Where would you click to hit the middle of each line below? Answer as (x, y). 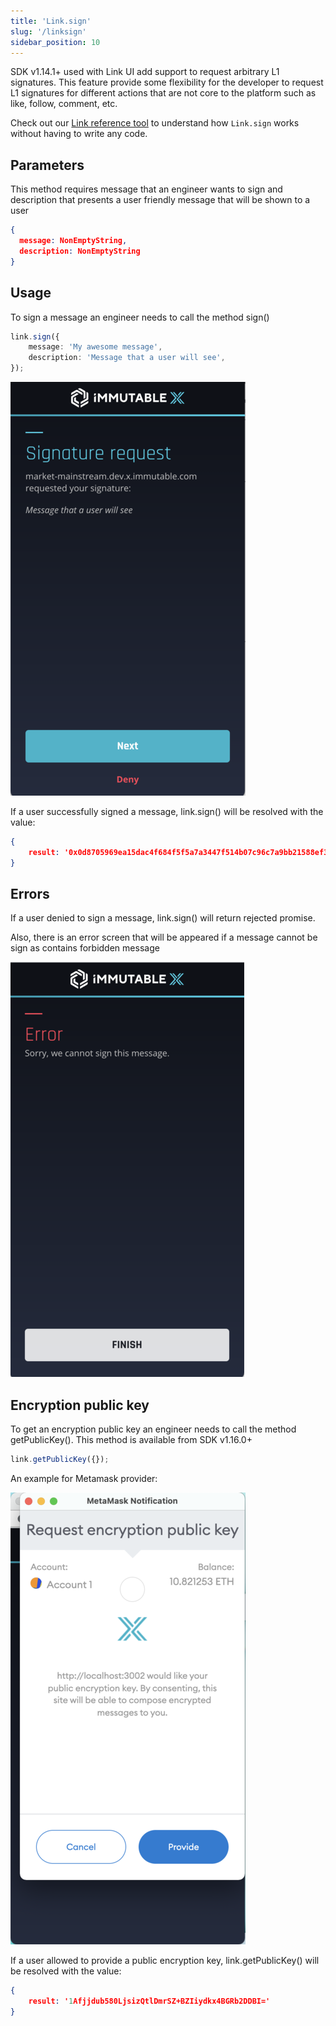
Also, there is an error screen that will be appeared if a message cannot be (164, 937)
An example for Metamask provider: (84, 1479)
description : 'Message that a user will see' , (127, 358)
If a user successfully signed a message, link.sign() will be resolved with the (167, 811)
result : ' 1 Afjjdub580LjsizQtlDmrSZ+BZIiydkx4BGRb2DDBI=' (149, 2001)
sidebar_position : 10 (55, 42)
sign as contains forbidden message (85, 948)
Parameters (47, 165)
